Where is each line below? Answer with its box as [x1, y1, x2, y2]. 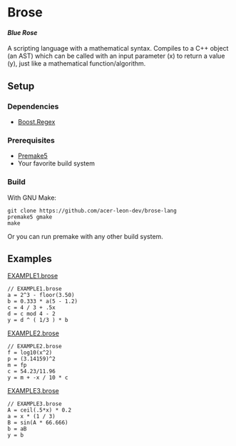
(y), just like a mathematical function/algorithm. [7, 59, 146, 68]
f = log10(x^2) [7, 349, 53, 357]
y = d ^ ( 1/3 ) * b [7, 317, 69, 324]
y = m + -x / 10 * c [7, 374, 69, 382]
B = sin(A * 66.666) [7, 419, 69, 427]
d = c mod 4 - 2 [7, 310, 56, 318]
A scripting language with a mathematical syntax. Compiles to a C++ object [7, 44, 229, 53]
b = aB [7, 425, 27, 432]
